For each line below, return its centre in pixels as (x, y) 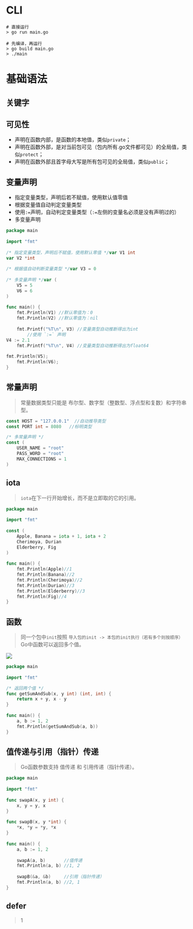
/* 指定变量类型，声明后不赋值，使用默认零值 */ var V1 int (71, 253)
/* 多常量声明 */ (25, 437)
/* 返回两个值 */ (25, 688)
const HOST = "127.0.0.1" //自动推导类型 (56, 421)
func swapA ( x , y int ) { (35, 800)
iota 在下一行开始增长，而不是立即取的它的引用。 (80, 497)
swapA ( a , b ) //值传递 (50, 860)
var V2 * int (21, 258)
